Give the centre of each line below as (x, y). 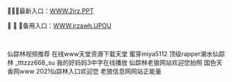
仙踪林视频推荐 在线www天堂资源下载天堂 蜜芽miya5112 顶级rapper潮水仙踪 (116, 54)
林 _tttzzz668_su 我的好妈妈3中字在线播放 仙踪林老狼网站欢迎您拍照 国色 (112, 63)
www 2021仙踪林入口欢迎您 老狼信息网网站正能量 (90, 71)
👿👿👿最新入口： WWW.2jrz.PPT (51, 11)
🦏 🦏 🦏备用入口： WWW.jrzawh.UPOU (59, 26)
